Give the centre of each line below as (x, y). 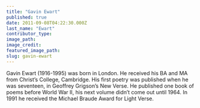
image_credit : (24, 45)
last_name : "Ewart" (31, 28)
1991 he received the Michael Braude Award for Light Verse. (80, 98)
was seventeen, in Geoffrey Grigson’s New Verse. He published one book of (100, 86)
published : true (26, 17)
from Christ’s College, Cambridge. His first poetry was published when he (97, 79)
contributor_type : (29, 34)
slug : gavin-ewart (29, 56)
